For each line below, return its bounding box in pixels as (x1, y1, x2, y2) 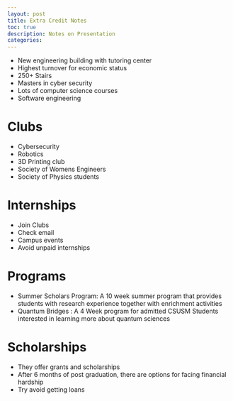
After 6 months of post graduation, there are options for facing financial (17, 370, 227, 378)
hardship (17, 378, 44, 386)
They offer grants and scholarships (17, 363, 120, 371)
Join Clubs (17, 221, 50, 229)
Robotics (17, 150, 44, 158)
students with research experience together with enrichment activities (17, 299, 222, 307)
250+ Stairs (17, 72, 52, 80)
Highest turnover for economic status (17, 64, 127, 72)
